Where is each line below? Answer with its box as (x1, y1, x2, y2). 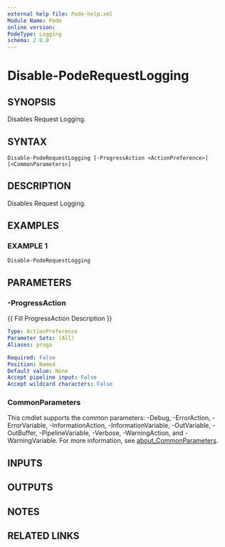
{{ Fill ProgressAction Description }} (7, 315, 112, 323)
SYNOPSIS (7, 96, 56, 108)
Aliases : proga (7, 341, 53, 348)
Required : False (7, 354, 56, 361)
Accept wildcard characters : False (7, 381, 113, 388)
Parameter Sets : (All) (7, 334, 75, 342)
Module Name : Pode (7, 17, 62, 24)
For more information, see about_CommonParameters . (59, 436, 219, 445)
